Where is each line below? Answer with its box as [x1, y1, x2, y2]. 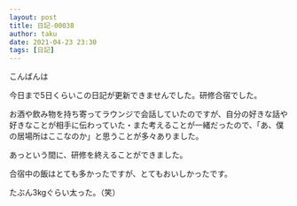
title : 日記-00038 [9, 21, 74, 30]
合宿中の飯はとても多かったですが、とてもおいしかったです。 [9, 169, 233, 179]
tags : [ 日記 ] [9, 46, 55, 55]
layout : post [9, 12, 58, 22]
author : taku [9, 29, 58, 38]
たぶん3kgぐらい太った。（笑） [9, 187, 121, 198]
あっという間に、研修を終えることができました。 [9, 149, 188, 160]
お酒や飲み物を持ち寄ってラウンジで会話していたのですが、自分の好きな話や [9, 109, 288, 119]
